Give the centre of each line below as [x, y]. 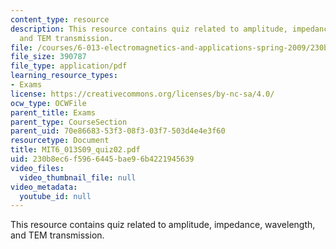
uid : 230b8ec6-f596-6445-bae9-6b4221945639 [102, 159]
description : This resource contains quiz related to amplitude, [149, 29]
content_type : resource [60, 19]
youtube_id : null [55, 196]
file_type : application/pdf [69, 66]
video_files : [37, 168]
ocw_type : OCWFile [48, 103]
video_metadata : [44, 187]
